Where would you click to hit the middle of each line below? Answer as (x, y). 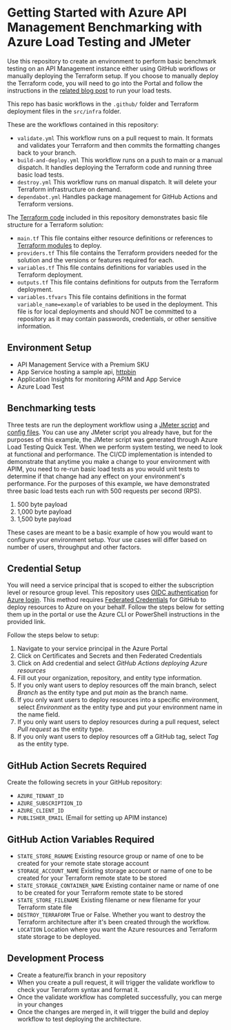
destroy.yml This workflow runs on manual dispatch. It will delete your (117, 182)
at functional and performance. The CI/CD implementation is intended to (110, 454)
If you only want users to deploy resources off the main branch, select (117, 686)
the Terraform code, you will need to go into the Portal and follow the (105, 83)
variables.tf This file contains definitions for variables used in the (112, 267)
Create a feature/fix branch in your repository (82, 975)
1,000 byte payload (44, 512)
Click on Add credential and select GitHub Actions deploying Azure (112, 663)
